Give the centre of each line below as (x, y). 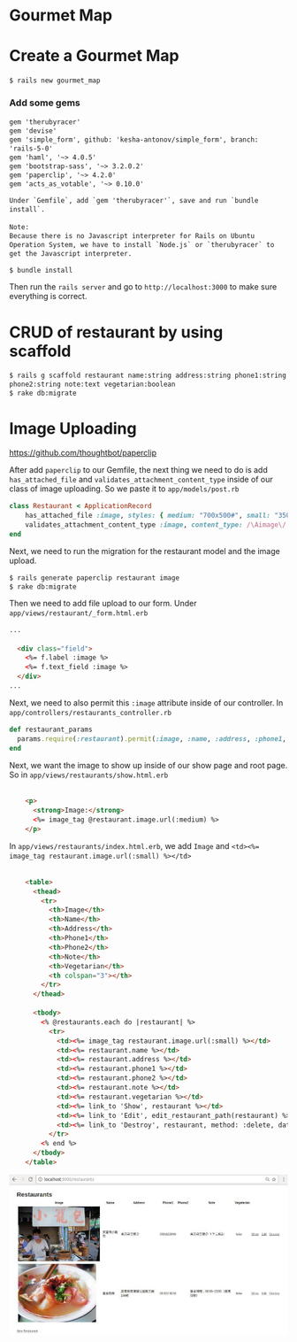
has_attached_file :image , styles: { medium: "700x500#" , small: (148, 516)
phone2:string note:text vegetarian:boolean (92, 385)
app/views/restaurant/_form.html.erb (79, 613)
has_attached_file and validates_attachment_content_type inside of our (141, 480)
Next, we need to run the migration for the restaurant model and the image (145, 551)
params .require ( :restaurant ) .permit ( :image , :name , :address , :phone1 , (152, 739)
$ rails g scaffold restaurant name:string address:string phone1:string (148, 376)
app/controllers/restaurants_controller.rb (91, 713)
